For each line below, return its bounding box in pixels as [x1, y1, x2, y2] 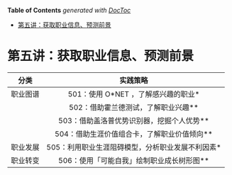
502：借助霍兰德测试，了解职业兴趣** [68, 102, 199, 112]
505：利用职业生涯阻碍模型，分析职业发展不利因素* [46, 142, 221, 152]
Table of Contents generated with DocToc [7, 6, 131, 14]
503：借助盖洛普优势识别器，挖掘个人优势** [57, 115, 209, 125]
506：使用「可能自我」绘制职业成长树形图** [57, 155, 209, 165]
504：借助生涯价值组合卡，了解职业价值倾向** [54, 129, 213, 139]
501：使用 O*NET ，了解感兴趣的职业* [67, 89, 200, 98]
